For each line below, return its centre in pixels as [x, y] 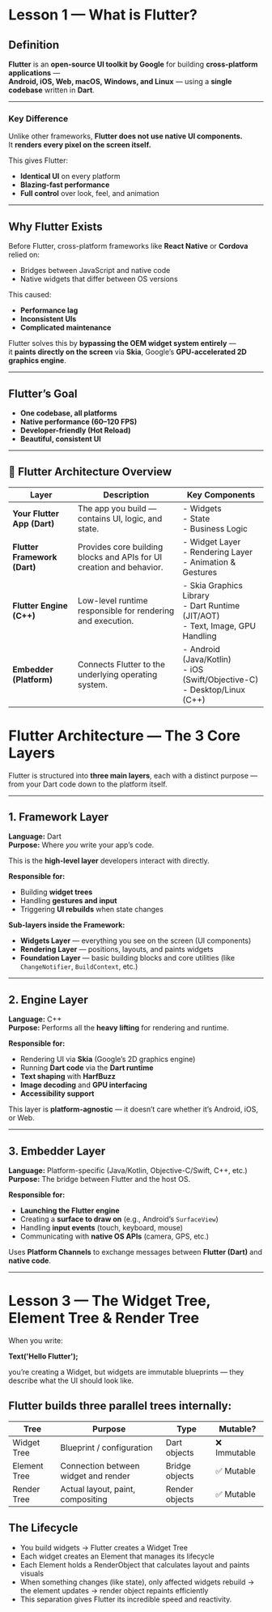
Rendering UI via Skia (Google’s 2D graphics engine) [108, 1060]
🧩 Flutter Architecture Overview [90, 472]
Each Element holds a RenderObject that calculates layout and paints [135, 1564]
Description [126, 494]
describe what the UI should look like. [71, 1381]
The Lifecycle [43, 1528]
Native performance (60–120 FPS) [79, 421]
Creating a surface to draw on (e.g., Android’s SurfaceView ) [119, 1219]
